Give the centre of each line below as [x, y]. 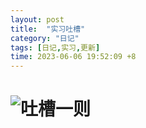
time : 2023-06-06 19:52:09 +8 [73, 57]
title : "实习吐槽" [48, 29]
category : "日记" [45, 38]
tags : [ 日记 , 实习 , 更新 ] [55, 47]
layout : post [37, 19]
